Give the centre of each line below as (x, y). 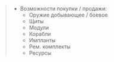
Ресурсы (40, 53)
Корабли (40, 34)
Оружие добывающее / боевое (68, 15)
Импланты (42, 40)
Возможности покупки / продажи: (64, 9)
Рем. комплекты (50, 46)
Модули (39, 27)
